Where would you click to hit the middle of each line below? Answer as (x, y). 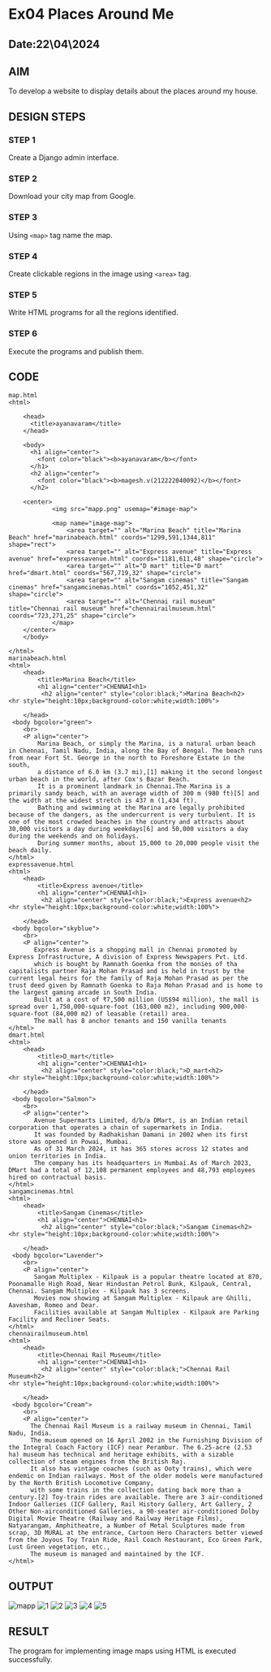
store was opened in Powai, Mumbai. (70, 1142)
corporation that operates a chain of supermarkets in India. (116, 1128)
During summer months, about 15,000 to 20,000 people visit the (148, 843)
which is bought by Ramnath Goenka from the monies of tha (135, 964)
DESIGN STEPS (47, 117)
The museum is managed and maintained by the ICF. (117, 1554)
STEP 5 (23, 295)
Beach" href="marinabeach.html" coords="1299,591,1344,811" (112, 538)
